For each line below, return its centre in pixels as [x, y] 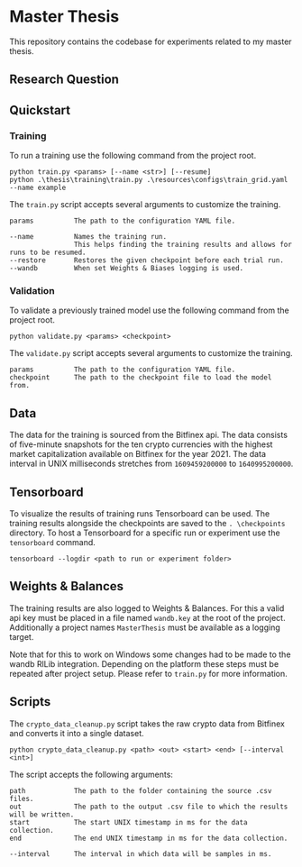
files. [22, 799]
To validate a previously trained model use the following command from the [150, 310]
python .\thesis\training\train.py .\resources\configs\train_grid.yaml [149, 180]
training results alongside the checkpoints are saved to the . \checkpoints [147, 523]
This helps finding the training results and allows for [183, 245]
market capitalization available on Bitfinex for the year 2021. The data [137, 454]
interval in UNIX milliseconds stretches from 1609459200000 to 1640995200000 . [151, 464]
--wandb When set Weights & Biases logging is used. [127, 269]
